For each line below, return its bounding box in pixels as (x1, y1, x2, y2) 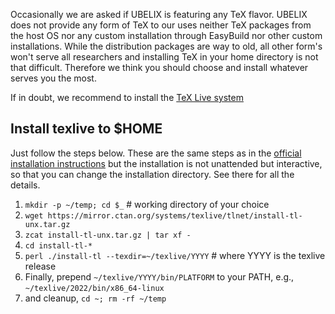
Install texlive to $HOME (10, 120, 163, 138)
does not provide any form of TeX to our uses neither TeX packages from (10, 19, 312, 31)
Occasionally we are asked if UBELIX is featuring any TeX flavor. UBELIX (10, 9, 308, 20)
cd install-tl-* (24, 240, 93, 251)
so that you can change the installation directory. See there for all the (10, 168, 295, 180)
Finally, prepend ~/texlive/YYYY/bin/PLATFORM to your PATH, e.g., (24, 270, 295, 283)
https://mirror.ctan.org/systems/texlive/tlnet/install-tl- (47, 210, 303, 221)
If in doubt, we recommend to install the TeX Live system (10, 92, 244, 103)
